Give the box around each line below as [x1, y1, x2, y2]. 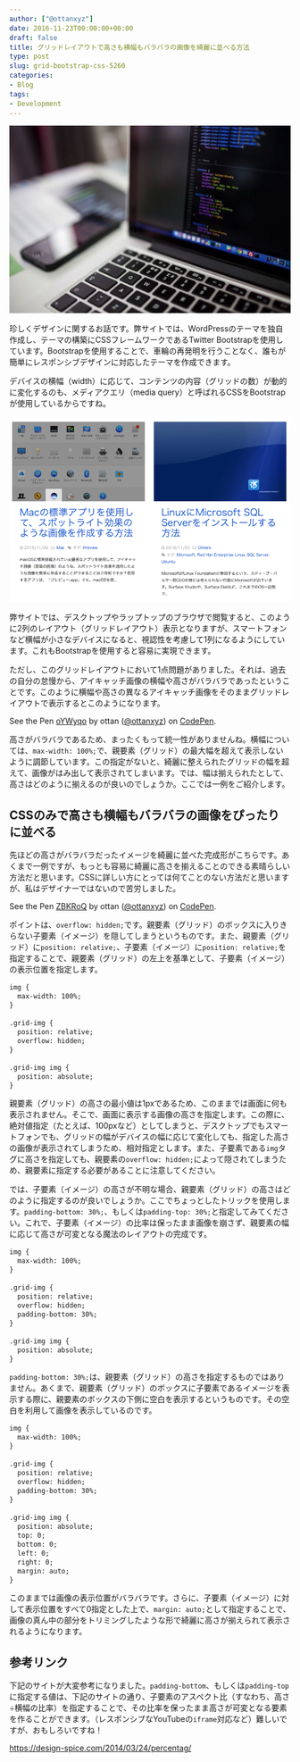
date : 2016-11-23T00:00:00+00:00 [9, 23, 134, 33]
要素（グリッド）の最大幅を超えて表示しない [119, 746, 284, 756]
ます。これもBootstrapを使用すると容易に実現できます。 [9, 646, 216, 656]
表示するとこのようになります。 [47, 697, 165, 709]
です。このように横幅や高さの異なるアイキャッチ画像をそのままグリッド [16, 687, 282, 697]
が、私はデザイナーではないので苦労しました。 [9, 883, 181, 894]
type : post [9, 52, 50, 62]
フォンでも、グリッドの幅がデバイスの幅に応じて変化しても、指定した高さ [16, 1132, 290, 1142]
